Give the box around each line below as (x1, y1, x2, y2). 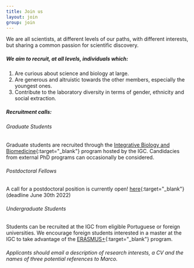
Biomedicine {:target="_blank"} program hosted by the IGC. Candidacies (6, 147, 180, 154)
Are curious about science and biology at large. (14, 70, 130, 77)
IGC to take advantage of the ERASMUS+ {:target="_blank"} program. (6, 236, 173, 243)
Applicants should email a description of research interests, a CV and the (6, 249, 183, 256)
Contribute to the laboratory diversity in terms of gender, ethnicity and (14, 89, 185, 96)
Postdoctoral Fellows (6, 167, 57, 174)
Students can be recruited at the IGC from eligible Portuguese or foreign (6, 223, 181, 230)
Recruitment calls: (6, 108, 52, 115)
